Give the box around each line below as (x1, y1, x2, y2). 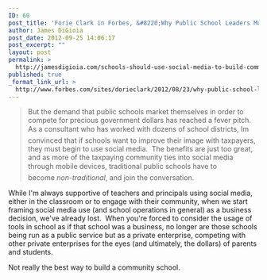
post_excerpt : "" (8, 41, 66, 49)
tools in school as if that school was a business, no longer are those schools (8, 222, 257, 232)
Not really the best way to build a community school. (8, 263, 180, 272)
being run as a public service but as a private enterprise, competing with (8, 231, 246, 240)
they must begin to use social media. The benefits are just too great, (27, 144, 253, 154)
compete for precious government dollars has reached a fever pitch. (27, 116, 252, 125)
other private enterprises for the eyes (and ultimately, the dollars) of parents (8, 239, 257, 248)
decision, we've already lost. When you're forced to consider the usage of (8, 213, 253, 223)
